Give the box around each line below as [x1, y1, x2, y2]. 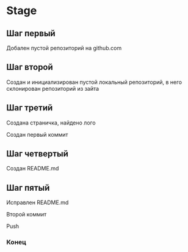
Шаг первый [6, 28, 56, 39]
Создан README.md [6, 165, 59, 172]
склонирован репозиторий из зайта [6, 85, 99, 92]
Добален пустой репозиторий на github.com [6, 44, 122, 52]
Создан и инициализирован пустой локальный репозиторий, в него [6, 78, 183, 86]
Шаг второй [6, 62, 53, 72]
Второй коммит [6, 211, 47, 218]
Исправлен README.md [6, 199, 69, 206]
